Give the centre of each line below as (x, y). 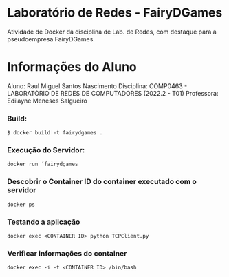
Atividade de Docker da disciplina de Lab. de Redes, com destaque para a (112, 32)
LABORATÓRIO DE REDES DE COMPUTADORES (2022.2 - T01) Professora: (113, 93)
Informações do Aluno (72, 67)
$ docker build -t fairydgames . (55, 133)
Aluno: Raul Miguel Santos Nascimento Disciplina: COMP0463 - (97, 86)
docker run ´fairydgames (43, 164)
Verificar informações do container (67, 253)
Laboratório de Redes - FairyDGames (115, 13)
